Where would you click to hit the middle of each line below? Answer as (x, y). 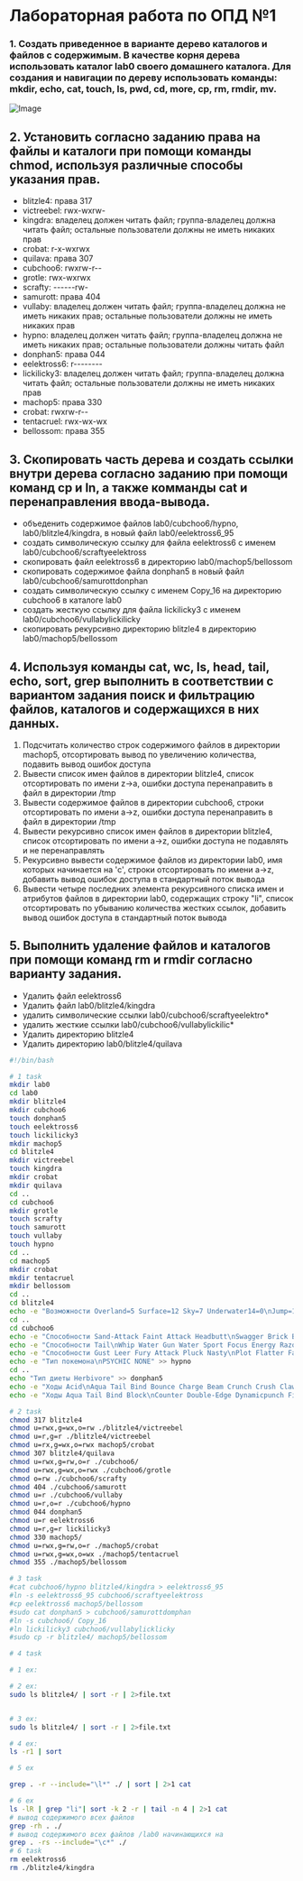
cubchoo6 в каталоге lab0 (72, 600)
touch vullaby (36, 1236)
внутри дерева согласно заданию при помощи (149, 473)
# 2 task (26, 1411)
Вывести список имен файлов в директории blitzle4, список (138, 773)
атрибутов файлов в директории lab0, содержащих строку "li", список (158, 898)
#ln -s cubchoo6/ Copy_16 (58, 1620)
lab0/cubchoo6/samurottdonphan (85, 581)
